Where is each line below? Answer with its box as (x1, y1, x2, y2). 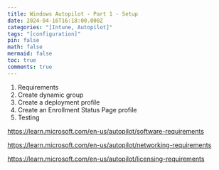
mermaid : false (7, 51, 53, 58)
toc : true (7, 57, 37, 64)
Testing (17, 113, 41, 122)
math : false (7, 43, 43, 51)
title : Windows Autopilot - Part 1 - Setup (7, 10, 139, 18)
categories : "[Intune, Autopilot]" (7, 23, 113, 31)
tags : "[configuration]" (7, 30, 81, 38)
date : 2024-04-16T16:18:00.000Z (7, 17, 103, 24)
